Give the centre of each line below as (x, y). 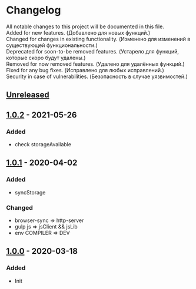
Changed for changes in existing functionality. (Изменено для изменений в (98, 39)
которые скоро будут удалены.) (46, 58)
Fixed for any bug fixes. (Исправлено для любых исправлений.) (85, 70)
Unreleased (28, 95)
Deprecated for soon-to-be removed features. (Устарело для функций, (93, 51)
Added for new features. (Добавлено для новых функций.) (78, 32)
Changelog (34, 10)
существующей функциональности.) (52, 45)
